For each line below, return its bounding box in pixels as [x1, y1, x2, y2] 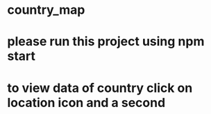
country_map [7, 2, 85, 18]
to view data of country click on [7, 80, 193, 95]
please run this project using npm [7, 34, 205, 50]
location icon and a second [7, 95, 166, 111]
